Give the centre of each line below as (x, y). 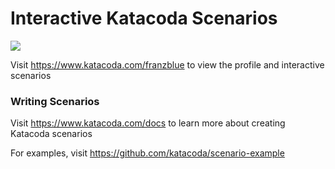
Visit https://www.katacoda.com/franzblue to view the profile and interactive (167, 64)
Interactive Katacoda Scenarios (144, 18)
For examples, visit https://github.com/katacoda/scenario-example (147, 153)
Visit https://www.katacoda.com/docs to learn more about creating (148, 123)
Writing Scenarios (55, 101)
